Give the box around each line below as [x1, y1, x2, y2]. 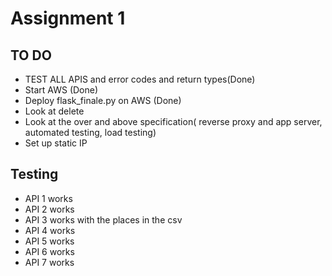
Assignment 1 [10, 7, 126, 30]
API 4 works [24, 224, 76, 236]
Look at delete [24, 105, 85, 117]
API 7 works [24, 256, 75, 268]
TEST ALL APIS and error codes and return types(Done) [24, 73, 256, 85]
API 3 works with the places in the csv [24, 213, 183, 226]
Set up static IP [24, 137, 88, 149]
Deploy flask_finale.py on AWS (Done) [24, 95, 182, 106]
